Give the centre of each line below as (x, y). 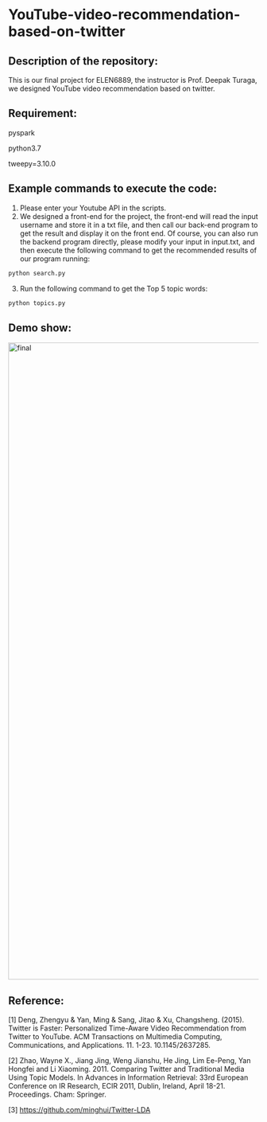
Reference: (36, 1001)
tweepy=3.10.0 (32, 163)
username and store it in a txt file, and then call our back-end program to (139, 225)
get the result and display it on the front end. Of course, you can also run (139, 233)
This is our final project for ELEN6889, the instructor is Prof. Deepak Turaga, (133, 80)
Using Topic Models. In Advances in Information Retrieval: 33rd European (128, 1077)
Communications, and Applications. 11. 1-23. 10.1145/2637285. (109, 1045)
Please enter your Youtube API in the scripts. (93, 208)
